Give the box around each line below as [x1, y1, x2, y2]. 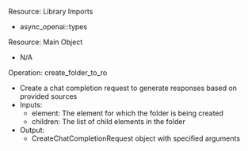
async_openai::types [19, 22, 88, 31]
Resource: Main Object [8, 37, 83, 47]
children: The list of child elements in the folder [31, 117, 186, 126]
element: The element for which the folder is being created [31, 108, 224, 118]
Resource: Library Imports [8, 7, 93, 16]
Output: [19, 126, 45, 134]
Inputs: [19, 100, 43, 109]
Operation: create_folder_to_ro [8, 68, 108, 77]
